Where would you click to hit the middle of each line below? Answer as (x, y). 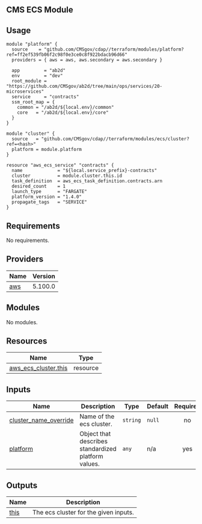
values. (90, 464)
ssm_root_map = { (33, 102)
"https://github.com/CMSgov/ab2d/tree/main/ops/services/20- (84, 87)
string (132, 420)
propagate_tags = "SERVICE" (49, 202)
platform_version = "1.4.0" (47, 197)
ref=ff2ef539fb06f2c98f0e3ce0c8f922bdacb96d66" (67, 55)
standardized (98, 449)
